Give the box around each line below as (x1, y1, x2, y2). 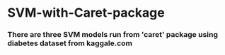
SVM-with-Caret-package (7, 5, 165, 21)
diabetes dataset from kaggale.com (7, 38, 133, 48)
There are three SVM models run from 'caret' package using (7, 30, 218, 40)
